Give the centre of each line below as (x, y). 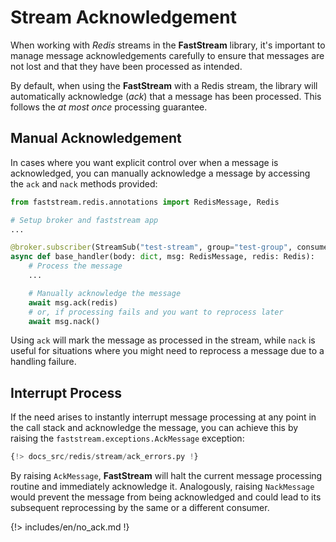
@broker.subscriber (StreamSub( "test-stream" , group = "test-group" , (151, 247)
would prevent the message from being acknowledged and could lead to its (166, 497)
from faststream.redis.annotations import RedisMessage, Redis (145, 202)
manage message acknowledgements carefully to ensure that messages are (167, 55)
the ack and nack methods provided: (84, 183)
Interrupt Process (66, 392)
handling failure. (43, 362)
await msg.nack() (64, 321)
